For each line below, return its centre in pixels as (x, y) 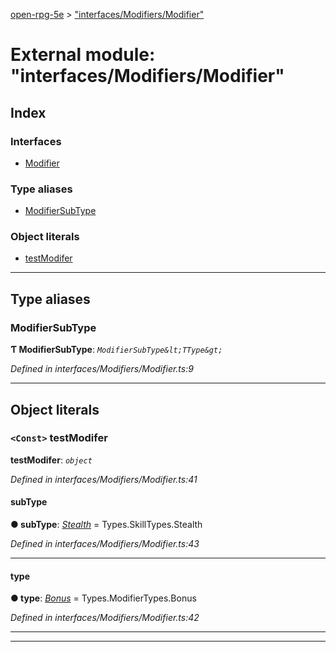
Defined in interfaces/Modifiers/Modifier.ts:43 (105, 544)
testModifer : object (51, 460)
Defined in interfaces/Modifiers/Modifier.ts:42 (105, 618)
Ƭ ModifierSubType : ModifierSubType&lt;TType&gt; (116, 350)
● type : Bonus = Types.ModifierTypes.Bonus (103, 598)
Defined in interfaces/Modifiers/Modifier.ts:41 (104, 479)
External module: (83, 55)
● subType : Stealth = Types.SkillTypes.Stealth (106, 525)
